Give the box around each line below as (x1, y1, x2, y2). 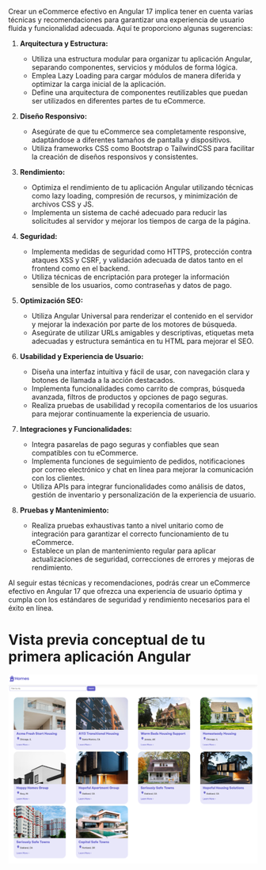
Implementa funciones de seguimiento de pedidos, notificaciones (31, 456, 245, 466)
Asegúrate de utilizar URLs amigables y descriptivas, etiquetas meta (31, 328, 255, 337)
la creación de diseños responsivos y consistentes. (31, 152, 199, 161)
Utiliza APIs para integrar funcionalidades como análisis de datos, (31, 482, 245, 491)
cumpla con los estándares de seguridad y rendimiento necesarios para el (8, 595, 250, 604)
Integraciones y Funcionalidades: (19, 425, 132, 433)
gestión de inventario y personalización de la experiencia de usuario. (31, 490, 256, 499)
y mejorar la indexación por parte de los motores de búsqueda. (31, 320, 237, 329)
